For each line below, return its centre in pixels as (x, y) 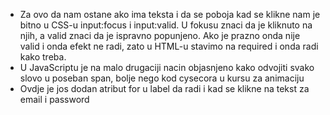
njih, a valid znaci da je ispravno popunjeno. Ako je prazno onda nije (160, 35)
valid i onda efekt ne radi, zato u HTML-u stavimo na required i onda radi (169, 46)
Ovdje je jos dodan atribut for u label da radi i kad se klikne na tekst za (164, 88)
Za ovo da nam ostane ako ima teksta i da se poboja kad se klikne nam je (170, 14)
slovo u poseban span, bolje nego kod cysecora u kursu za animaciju (162, 78)
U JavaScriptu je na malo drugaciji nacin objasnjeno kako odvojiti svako (167, 67)
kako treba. (43, 57)
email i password (54, 99)
